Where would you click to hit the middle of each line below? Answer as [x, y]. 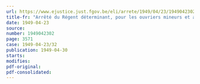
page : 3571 [20, 39]
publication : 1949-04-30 [37, 50]
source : [16, 28]
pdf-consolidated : [29, 72]
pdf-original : [24, 67]
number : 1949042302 [30, 34]
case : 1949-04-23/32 [32, 45]
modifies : [18, 61]
